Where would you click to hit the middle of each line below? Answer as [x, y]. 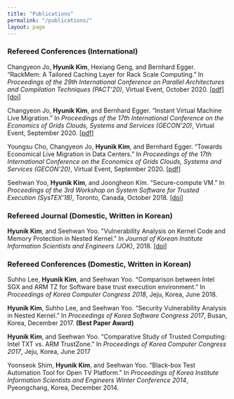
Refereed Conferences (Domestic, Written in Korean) [99, 264]
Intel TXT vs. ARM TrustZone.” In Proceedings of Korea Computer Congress [117, 344]
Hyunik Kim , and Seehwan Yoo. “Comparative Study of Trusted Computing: [117, 337]
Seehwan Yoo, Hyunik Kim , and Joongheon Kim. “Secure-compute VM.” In [116, 182]
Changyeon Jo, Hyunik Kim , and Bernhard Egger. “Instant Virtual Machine [115, 110]
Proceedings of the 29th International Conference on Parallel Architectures [116, 82]
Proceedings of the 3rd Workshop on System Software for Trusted [103, 190]
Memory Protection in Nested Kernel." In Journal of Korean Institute [105, 238]
